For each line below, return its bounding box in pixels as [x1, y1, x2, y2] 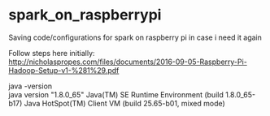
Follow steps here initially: [8, 48, 95, 58]
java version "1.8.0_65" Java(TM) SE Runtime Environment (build [8, 89, 224, 99]
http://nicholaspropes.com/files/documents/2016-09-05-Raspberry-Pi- [8, 57, 248, 67]
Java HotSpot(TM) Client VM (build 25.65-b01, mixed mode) [24, 98, 225, 108]
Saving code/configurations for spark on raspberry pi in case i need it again [8, 32, 263, 42]
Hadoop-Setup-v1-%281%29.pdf [8, 65, 120, 75]
